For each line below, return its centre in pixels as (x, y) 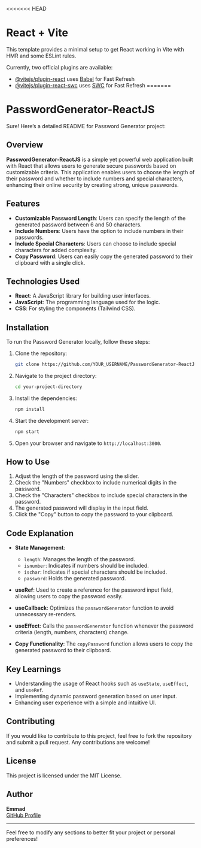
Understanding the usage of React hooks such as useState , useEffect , (101, 684)
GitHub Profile (24, 815)
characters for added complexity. (56, 250)
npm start (27, 431)
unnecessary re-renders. (45, 614)
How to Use (28, 462)
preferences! (22, 838)
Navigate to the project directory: (56, 376)
